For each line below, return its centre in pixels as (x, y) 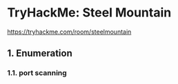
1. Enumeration (40, 53)
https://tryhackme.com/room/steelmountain (69, 32)
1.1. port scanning (37, 73)
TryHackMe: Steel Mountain (89, 13)
